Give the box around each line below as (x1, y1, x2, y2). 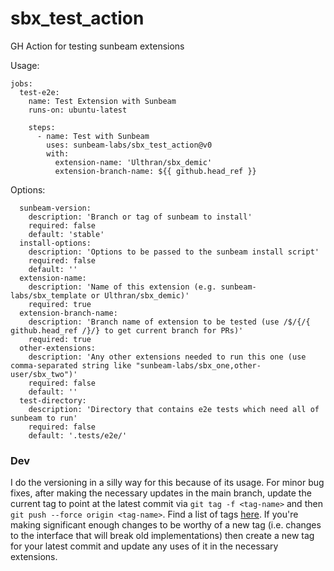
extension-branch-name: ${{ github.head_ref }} (54, 166, 257, 176)
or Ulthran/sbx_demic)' (90, 290, 190, 301)
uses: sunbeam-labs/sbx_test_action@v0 (46, 140, 213, 150)
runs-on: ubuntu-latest (28, 105, 128, 115)
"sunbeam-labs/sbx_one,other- (135, 360, 262, 371)
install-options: (19, 238, 92, 248)
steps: (28, 122, 56, 132)
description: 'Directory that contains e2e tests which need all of (28, 404, 320, 414)
